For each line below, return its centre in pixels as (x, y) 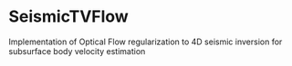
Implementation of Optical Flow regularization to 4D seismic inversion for (146, 42)
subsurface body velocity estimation (77, 51)
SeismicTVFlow (68, 17)
